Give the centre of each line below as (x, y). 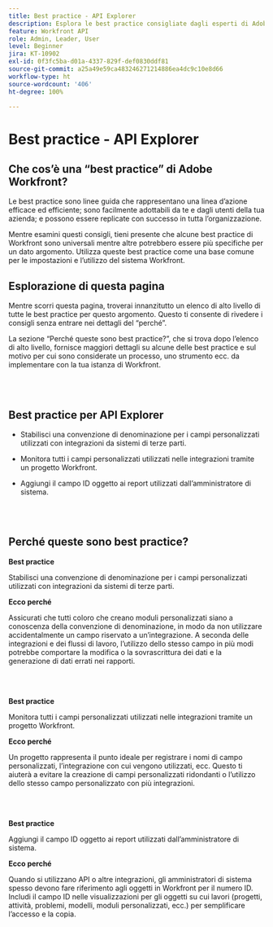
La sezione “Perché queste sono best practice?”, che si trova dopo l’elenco (134, 339)
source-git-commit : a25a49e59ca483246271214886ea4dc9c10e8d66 (116, 69)
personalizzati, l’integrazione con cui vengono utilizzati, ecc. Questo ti (126, 766)
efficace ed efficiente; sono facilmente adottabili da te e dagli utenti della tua (136, 210)
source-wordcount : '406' (50, 84)
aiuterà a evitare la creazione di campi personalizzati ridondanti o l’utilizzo (132, 774)
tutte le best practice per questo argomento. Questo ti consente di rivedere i (136, 314)
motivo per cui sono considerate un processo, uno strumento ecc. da (124, 356)
